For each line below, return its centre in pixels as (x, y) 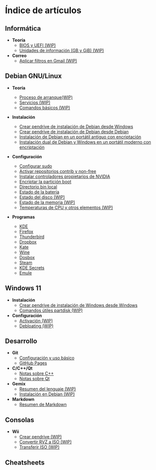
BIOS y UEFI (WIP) (38, 45)
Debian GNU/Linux (33, 76)
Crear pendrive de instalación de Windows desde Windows (78, 305)
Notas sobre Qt (34, 379)
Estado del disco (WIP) (42, 197)
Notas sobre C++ (37, 374)
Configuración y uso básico (47, 358)
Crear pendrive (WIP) (40, 437)
